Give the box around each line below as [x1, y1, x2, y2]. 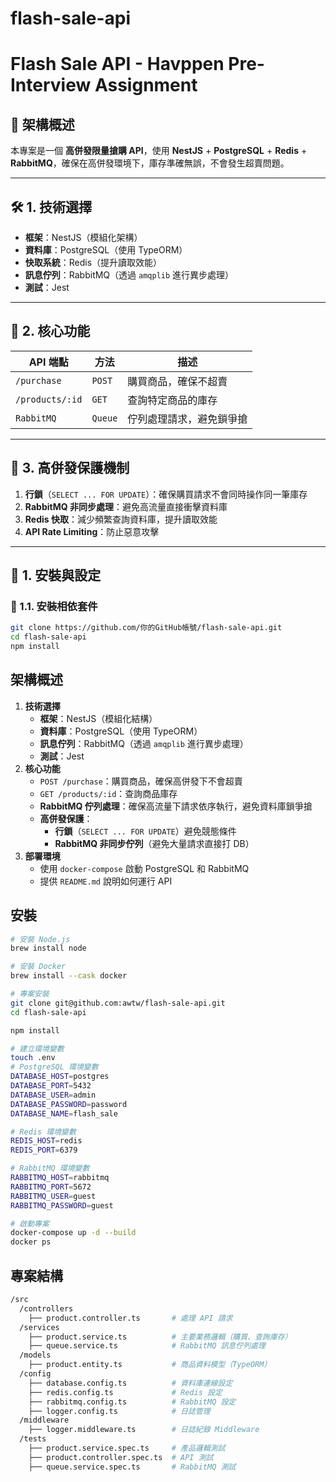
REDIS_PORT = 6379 [10, 1145, 78, 1156]
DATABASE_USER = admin [10, 1090, 97, 1100]
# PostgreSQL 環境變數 [10, 1062, 99, 1072]
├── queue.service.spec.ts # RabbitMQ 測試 [28, 1462, 237, 1472]
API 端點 [28, 355, 69, 369]
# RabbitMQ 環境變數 [10, 1163, 90, 1174]
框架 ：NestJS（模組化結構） [39, 712, 158, 724]
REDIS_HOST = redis [10, 1136, 83, 1146]
